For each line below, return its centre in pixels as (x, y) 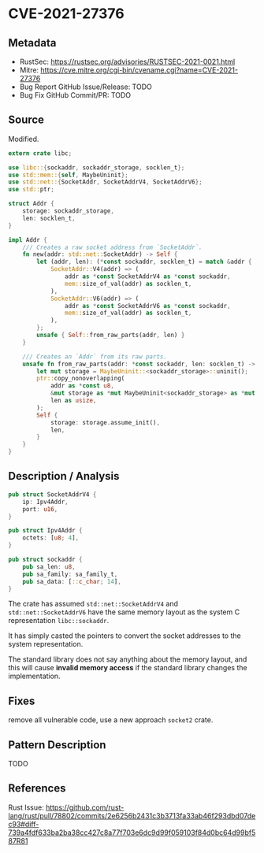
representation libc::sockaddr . (59, 621)
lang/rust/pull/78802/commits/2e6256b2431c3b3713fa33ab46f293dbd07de (132, 815)
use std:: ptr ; (32, 190)
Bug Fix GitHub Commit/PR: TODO (75, 95)
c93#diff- (24, 824)
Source (26, 120)
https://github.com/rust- (85, 807)
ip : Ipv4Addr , (45, 502)
